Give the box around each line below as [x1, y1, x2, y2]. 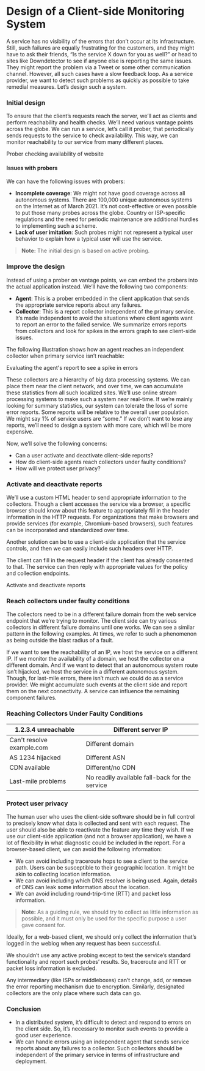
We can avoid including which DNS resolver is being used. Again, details [15, 877, 198, 884]
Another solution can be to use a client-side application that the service [6, 538, 186, 546]
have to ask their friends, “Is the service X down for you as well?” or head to [6, 50, 198, 58]
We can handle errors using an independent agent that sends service [15, 1038, 190, 1045]
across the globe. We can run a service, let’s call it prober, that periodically [6, 126, 194, 133]
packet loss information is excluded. [6, 964, 98, 972]
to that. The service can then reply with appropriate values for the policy [6, 563, 188, 571]
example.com [9, 743, 48, 751]
